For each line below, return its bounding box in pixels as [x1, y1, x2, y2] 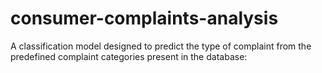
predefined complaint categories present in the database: [10, 50, 248, 62]
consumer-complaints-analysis [10, 7, 279, 30]
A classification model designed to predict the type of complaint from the [10, 40, 312, 52]
